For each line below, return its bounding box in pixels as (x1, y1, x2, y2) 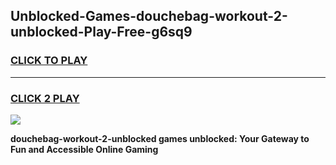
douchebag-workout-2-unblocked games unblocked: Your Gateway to (10, 132, 310, 144)
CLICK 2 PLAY (10, 91, 80, 105)
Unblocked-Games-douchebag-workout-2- (10, 8, 288, 25)
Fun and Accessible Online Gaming (10, 143, 159, 155)
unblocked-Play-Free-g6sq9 (10, 24, 193, 41)
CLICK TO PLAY (10, 54, 88, 68)
